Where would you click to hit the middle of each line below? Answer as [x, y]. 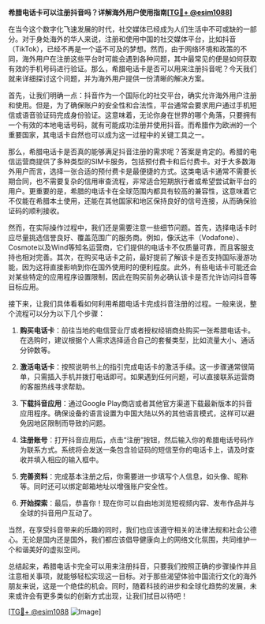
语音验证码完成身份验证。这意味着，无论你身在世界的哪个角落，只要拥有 [139, 115]
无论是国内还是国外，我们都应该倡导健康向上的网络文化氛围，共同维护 [136, 539]
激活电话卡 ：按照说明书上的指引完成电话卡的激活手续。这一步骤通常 [130, 367]
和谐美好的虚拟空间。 [49, 549]
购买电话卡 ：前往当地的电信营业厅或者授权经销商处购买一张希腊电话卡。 [137, 330]
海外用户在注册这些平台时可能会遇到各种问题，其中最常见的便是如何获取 [139, 59]
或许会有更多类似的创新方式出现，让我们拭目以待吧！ [101, 596]
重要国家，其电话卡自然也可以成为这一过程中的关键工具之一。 [108, 135]
